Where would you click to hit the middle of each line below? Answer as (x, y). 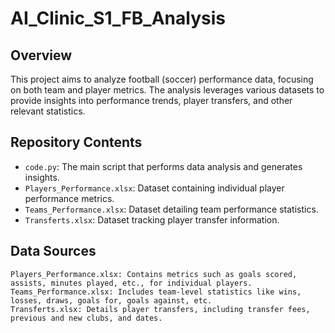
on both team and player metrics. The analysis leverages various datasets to (167, 90)
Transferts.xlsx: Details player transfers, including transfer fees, (160, 309)
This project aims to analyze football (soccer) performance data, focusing (162, 79)
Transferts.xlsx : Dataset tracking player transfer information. (152, 219)
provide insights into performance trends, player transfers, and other (151, 100)
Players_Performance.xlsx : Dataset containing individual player (154, 188)
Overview (41, 55)
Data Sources (53, 251)
